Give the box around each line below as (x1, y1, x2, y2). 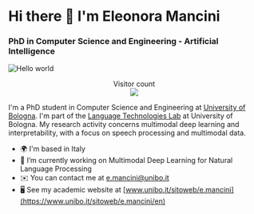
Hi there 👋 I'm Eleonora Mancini (8, 7, 220, 26)
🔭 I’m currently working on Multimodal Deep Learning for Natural (19, 156, 233, 165)
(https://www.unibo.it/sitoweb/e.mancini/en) (19, 196, 166, 206)
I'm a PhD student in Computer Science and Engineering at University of (8, 103, 246, 113)
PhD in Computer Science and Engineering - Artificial (8, 36, 219, 47)
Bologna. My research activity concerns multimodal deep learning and (8, 120, 240, 129)
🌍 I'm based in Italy (19, 144, 86, 154)
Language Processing (19, 164, 92, 174)
